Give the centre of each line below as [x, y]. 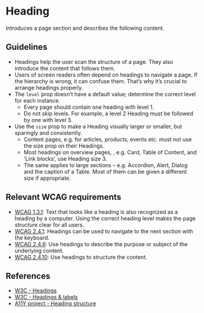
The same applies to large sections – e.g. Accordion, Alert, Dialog [106, 165]
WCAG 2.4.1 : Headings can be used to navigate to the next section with [104, 231]
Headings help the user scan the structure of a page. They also [94, 61]
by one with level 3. [48, 120]
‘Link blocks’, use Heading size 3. [65, 159]
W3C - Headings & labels [46, 297]
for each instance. [37, 100]
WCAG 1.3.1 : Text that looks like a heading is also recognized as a [96, 212]
